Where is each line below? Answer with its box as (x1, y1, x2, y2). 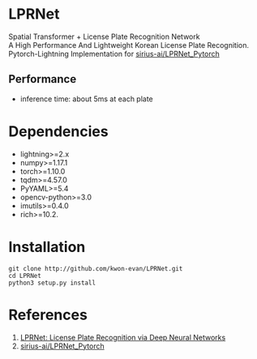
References (8, 306, 88, 324)
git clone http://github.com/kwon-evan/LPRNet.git (8, 264, 183, 272)
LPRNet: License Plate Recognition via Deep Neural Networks (19, 332, 226, 342)
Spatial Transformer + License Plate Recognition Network (8, 32, 200, 41)
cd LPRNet (8, 271, 42, 280)
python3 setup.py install (8, 279, 96, 287)
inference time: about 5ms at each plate (19, 94, 154, 104)
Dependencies (8, 122, 109, 140)
